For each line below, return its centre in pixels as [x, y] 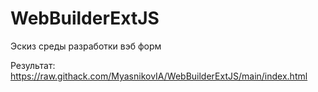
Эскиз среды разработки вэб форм [86, 46]
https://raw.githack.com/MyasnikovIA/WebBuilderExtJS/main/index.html [159, 76]
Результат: [33, 65]
